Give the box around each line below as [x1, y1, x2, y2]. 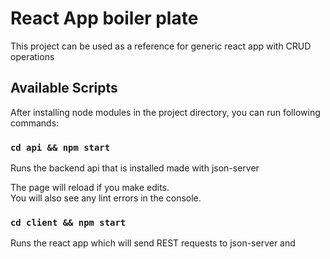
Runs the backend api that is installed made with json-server [10, 162, 260, 174]
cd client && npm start [10, 217, 127, 228]
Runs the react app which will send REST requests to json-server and [10, 237, 296, 249]
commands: [10, 117, 60, 129]
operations [10, 50, 55, 62]
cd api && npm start [10, 142, 111, 153]
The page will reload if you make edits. [10, 182, 170, 194]
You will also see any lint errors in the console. [10, 192, 202, 204]
